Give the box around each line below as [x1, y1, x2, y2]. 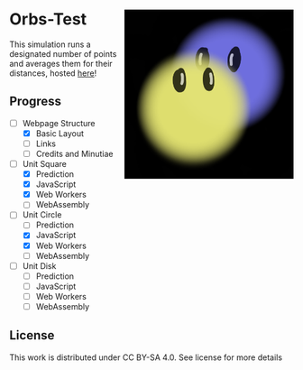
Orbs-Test [9, 9, 87, 30]
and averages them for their [9, 58, 113, 69]
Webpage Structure [22, 117, 96, 128]
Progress [9, 94, 61, 109]
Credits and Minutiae [35, 148, 114, 159]
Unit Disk [22, 260, 57, 271]
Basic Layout [35, 127, 84, 139]
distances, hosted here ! [9, 68, 97, 79]
